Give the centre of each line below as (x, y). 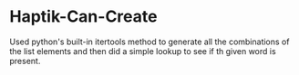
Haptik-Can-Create (83, 17)
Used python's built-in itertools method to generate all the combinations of (149, 42)
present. (25, 61)
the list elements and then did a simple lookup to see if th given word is (143, 51)
